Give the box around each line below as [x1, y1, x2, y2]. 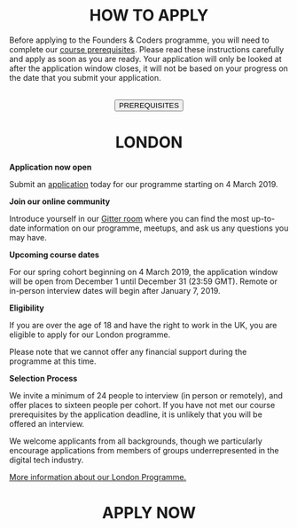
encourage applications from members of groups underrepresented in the [9, 445, 279, 455]
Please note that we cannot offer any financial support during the [9, 346, 247, 357]
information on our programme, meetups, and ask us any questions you [27, 223, 289, 233]
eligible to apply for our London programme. [9, 329, 171, 340]
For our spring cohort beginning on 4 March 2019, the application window [9, 266, 278, 277]
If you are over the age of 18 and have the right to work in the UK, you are [9, 319, 277, 330]
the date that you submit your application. [9, 72, 161, 83]
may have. [9, 232, 47, 242]
